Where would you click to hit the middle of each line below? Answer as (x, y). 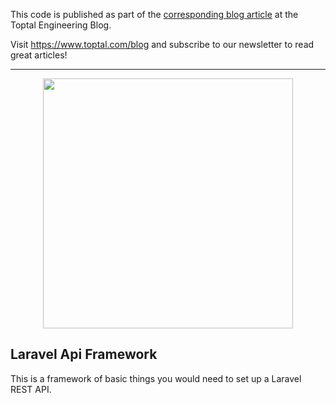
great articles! (39, 55)
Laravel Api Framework (84, 354)
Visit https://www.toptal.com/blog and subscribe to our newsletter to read (162, 44)
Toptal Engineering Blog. (61, 25)
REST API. (31, 389)
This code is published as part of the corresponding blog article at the (154, 14)
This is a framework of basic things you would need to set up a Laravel (156, 378)
